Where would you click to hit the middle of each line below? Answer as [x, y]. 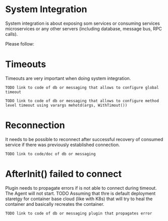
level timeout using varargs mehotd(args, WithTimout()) [66, 105]
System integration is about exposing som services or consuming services [82, 23]
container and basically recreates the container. [55, 204]
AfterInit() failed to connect [64, 174]
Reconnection [35, 125]
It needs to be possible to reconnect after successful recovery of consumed [84, 139]
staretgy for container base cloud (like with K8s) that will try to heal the [79, 199]
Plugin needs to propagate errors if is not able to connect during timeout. [81, 188]
